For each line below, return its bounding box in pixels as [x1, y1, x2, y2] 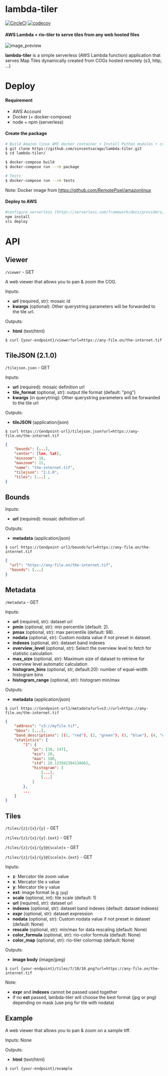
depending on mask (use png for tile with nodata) [12, 1000, 114, 1006]
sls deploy [5, 219, 28, 224]
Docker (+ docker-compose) [12, 113, 71, 119]
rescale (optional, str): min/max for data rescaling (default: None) [12, 927, 147, 933]
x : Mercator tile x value [12, 879, 60, 885]
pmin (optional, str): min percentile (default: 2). [12, 624, 109, 630]
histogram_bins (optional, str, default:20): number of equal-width [12, 666, 148, 672]
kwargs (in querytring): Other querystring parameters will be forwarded [12, 394, 160, 400]
